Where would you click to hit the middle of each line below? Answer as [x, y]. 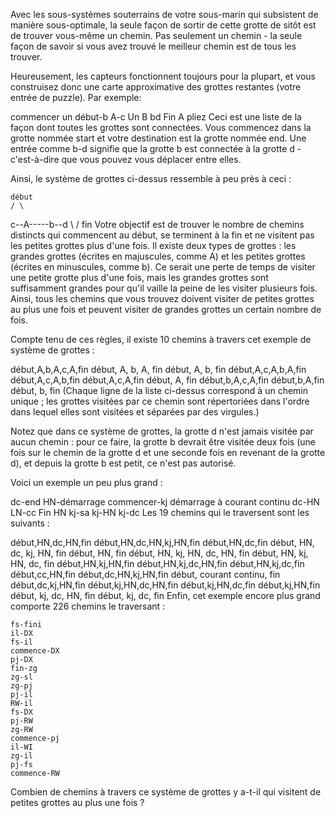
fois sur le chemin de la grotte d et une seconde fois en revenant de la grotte [168, 452]
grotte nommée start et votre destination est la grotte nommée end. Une [158, 138]
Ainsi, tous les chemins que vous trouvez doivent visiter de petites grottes [162, 298]
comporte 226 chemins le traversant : [88, 606]
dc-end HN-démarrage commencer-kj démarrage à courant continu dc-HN [165, 502]
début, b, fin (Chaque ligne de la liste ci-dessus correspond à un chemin [159, 390]
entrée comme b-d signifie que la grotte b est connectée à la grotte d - [156, 148]
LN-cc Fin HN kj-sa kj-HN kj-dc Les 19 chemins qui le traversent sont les [160, 512]
